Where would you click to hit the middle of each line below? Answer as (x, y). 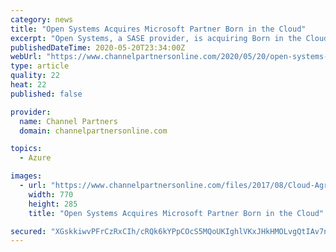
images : (26, 176)
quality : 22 (35, 76)
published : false (46, 94)
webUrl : (26, 57)
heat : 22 (28, 85)
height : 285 (53, 204)
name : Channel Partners (68, 121)
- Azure (35, 158)
